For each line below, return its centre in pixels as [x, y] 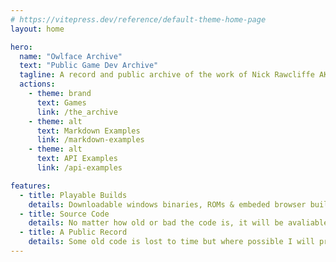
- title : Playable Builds [73, 195]
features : [31, 186]
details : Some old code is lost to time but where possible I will [171, 242]
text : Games [61, 102]
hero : [21, 47]
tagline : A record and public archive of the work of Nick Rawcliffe [167, 75]
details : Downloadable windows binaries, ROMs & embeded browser [167, 204]
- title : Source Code [64, 214]
